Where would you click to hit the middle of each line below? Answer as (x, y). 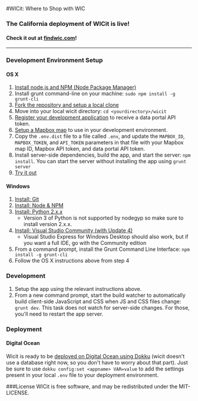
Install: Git (27, 199)
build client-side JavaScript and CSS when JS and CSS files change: (98, 301)
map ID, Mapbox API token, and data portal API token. (80, 149)
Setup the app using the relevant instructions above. (78, 289)
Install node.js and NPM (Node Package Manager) (75, 87)
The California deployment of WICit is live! (68, 24)
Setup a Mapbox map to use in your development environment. (91, 130)
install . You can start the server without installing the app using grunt (100, 161)
